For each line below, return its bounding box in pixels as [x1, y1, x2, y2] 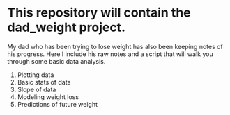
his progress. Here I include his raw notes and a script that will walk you [7, 50, 214, 58]
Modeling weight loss [17, 92, 79, 101]
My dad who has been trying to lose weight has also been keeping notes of [7, 42, 223, 51]
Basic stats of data [17, 78, 71, 86]
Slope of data [17, 85, 56, 94]
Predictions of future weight [17, 100, 98, 108]
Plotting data [17, 71, 54, 79]
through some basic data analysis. [7, 57, 106, 65]
